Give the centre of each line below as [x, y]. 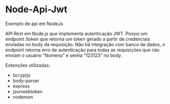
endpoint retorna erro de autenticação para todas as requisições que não [82, 50]
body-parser [26, 80]
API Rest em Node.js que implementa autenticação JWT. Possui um [76, 33]
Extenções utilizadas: [28, 65]
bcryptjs [22, 75]
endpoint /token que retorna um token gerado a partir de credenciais [78, 39]
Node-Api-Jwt [36, 9]
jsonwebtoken [27, 91]
